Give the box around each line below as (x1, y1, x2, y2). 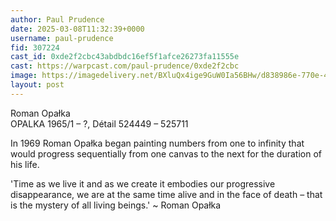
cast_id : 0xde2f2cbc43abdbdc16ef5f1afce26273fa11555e (10, 52, 240, 62)
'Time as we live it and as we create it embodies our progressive (10, 177, 276, 190)
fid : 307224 (10, 42, 60, 53)
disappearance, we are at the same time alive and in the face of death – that (10, 188, 323, 200)
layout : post (10, 80, 65, 90)
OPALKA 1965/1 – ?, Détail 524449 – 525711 (10, 117, 189, 130)
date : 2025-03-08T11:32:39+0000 (10, 24, 145, 34)
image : (10, 71, 38, 81)
